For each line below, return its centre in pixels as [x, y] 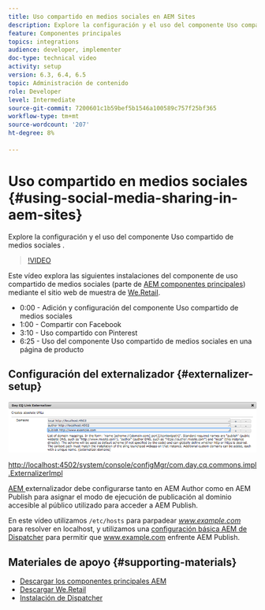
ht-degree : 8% [32, 133]
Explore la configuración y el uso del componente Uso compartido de [121, 236]
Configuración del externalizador [91, 374]
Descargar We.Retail [53, 589]
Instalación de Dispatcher [61, 597]
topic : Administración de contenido [68, 83]
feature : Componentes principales [65, 33]
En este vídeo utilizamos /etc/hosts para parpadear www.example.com [125, 521]
